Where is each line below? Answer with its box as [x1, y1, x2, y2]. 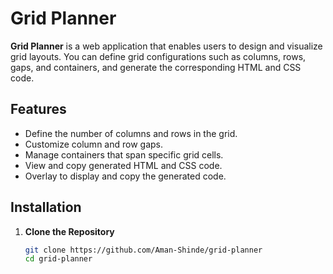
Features [10, 101, 67, 118]
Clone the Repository [24, 225, 115, 237]
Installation [10, 199, 82, 216]
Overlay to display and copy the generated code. [24, 170, 227, 182]
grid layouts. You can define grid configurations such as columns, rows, [10, 50, 307, 62]
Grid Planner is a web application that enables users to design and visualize [10, 40, 323, 52]
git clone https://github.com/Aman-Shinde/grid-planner [24, 245, 263, 255]
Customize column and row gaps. [24, 138, 164, 150]
